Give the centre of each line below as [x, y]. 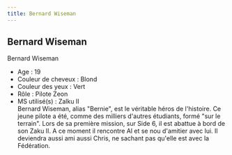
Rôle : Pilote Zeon [42, 94]
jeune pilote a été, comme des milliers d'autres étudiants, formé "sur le [119, 116]
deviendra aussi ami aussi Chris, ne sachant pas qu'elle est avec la [113, 138]
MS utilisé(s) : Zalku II [48, 101]
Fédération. [34, 146]
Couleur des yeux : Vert [51, 87]
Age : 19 [29, 72]
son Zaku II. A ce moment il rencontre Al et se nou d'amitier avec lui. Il [117, 131]
